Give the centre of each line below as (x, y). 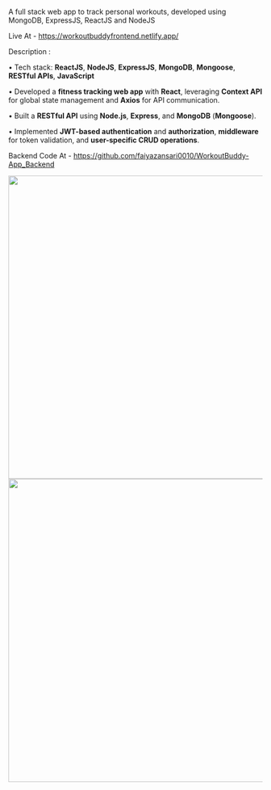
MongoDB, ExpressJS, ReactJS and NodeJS (82, 20)
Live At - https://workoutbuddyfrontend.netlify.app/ (94, 36)
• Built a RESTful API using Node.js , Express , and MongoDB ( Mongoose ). (132, 116)
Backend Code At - (40, 156)
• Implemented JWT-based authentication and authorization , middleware (134, 131)
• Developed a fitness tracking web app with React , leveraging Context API (135, 91)
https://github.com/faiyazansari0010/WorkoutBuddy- (161, 156)
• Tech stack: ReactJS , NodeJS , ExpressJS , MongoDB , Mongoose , (122, 67)
